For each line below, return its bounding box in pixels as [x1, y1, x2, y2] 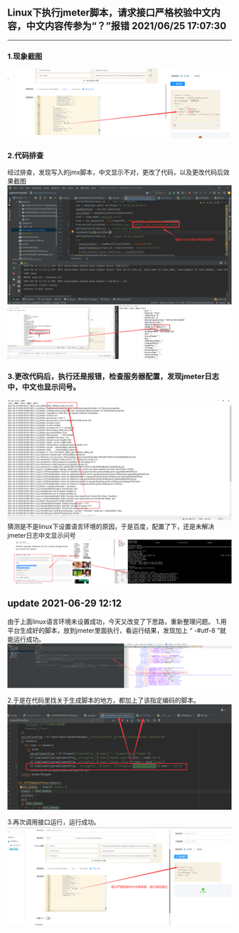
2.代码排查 [7, 151, 44, 161]
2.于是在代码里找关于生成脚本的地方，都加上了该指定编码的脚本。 [7, 696, 201, 705]
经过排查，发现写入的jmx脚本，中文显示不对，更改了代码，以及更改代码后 [7, 168, 224, 176]
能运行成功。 [7, 635, 45, 644]
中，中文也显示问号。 [7, 383, 80, 393]
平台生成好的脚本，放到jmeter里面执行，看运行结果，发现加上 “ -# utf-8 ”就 [7, 626, 226, 634]
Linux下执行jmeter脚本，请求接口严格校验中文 [7, 6, 211, 19]
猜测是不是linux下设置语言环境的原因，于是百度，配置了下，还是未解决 [7, 522, 215, 531]
